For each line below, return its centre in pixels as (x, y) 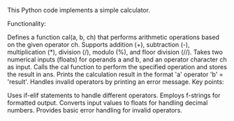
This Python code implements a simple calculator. (79, 10)
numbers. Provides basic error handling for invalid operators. (95, 110)
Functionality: (27, 23)
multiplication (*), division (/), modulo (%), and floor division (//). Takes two (115, 52)
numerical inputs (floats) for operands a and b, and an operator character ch (117, 59)
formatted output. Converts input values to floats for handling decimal (108, 103)
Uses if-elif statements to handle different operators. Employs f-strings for (114, 95)
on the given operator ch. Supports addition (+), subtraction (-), (98, 44)
